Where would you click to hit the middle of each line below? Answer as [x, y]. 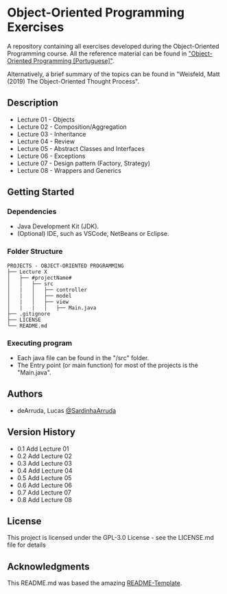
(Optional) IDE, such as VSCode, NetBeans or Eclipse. [93, 234]
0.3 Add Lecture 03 [44, 463]
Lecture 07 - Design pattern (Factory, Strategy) [84, 163]
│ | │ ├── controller [47, 289]
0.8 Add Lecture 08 [44, 499]
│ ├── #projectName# [39, 278]
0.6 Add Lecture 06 [44, 485]
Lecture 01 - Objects [46, 119]
